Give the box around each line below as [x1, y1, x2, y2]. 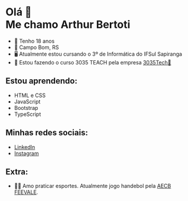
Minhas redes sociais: [5, 128, 88, 138]
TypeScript [14, 111, 41, 118]
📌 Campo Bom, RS [14, 44, 59, 51]
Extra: [5, 167, 28, 177]
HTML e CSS [14, 92, 46, 99]
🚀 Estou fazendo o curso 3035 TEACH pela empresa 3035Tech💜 [14, 59, 171, 66]
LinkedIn [14, 143, 35, 150]
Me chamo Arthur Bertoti [5, 18, 131, 31]
